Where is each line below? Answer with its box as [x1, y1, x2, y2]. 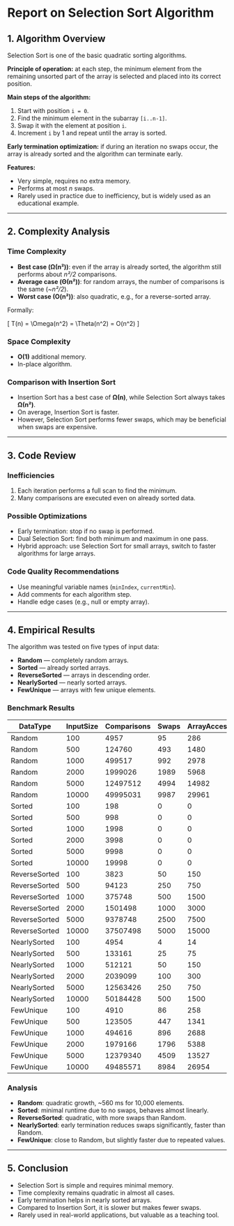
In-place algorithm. [17, 359, 72, 368]
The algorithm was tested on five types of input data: [7, 643, 159, 651]
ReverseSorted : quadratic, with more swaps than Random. [17, 1113, 187, 1121]
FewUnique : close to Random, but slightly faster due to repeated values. [17, 1135, 226, 1144]
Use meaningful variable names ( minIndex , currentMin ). [17, 583, 176, 591]
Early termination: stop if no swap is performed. [17, 527, 155, 535]
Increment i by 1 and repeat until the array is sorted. [17, 129, 167, 137]
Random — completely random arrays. [17, 656, 129, 664]
